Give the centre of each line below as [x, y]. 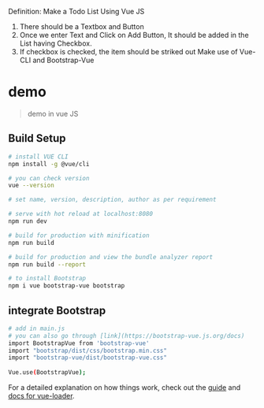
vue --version [32, 185]
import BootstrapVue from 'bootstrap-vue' [79, 343]
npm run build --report [47, 264]
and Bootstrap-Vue [63, 60]
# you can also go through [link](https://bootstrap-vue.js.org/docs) [126, 336]
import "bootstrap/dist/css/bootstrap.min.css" [88, 351]
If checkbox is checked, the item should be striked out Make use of [128, 52]
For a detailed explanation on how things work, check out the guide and [125, 388]
